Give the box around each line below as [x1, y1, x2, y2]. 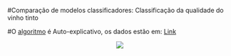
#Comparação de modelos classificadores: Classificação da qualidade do [7, 6, 224, 14]
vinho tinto [7, 13, 39, 22]
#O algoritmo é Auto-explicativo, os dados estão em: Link [7, 28, 177, 35]
